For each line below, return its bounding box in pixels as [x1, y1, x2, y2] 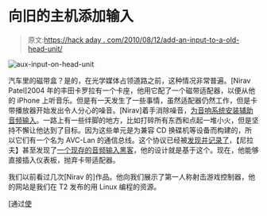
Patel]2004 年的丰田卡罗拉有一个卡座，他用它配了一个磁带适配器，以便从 [8, 85, 249, 95]
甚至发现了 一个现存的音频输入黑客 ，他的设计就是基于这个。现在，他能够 [21, 145, 259, 155]
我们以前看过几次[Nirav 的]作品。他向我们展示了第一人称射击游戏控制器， [8, 172, 249, 181]
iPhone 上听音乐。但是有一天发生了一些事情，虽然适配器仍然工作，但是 [17, 95, 251, 105]
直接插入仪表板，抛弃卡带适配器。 [8, 155, 120, 164]
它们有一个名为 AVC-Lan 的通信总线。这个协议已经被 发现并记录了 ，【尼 [14, 135, 247, 145]
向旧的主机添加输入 [8, 7, 134, 25]
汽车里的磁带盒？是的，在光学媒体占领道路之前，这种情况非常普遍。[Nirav [8, 75, 251, 85]
